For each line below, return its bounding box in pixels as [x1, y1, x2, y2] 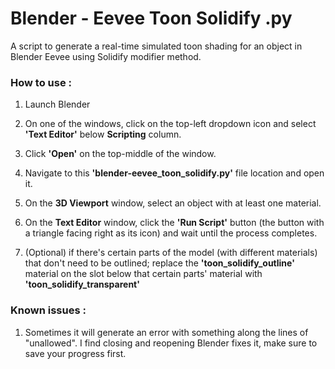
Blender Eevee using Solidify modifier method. [10, 50, 202, 62]
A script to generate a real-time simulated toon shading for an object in [10, 40, 303, 52]
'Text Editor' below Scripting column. [24, 128, 182, 141]
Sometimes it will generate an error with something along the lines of [24, 326, 309, 338]
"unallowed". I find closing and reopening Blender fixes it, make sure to [24, 337, 318, 349]
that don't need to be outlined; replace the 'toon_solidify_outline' [24, 257, 295, 269]
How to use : [10, 75, 72, 89]
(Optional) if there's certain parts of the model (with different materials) [24, 247, 318, 259]
